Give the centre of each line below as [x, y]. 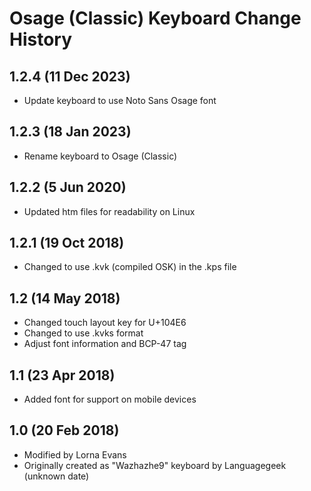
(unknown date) [56, 476]
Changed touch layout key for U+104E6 [105, 323]
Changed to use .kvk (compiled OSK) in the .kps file [130, 267]
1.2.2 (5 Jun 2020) [68, 187]
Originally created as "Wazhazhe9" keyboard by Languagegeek [155, 465]
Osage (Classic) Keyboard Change [155, 18]
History [41, 39]
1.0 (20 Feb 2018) [64, 430]
